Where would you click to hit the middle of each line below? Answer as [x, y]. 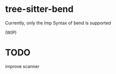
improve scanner [22, 66]
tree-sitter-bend [39, 9]
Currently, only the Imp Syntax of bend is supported [58, 23]
